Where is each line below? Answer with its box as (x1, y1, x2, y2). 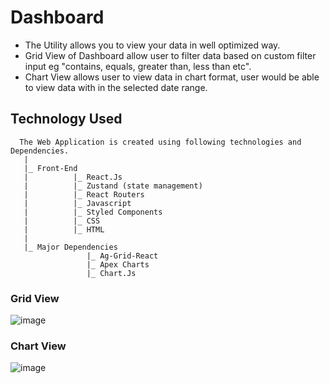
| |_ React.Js (23, 172, 123, 182)
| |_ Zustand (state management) (23, 181, 203, 191)
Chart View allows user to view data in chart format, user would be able (24, 71, 320, 83)
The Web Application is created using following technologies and (19, 137, 302, 147)
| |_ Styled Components (23, 207, 163, 217)
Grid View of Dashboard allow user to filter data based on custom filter (24, 49, 317, 61)
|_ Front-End (23, 163, 78, 173)
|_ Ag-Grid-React (86, 251, 159, 261)
